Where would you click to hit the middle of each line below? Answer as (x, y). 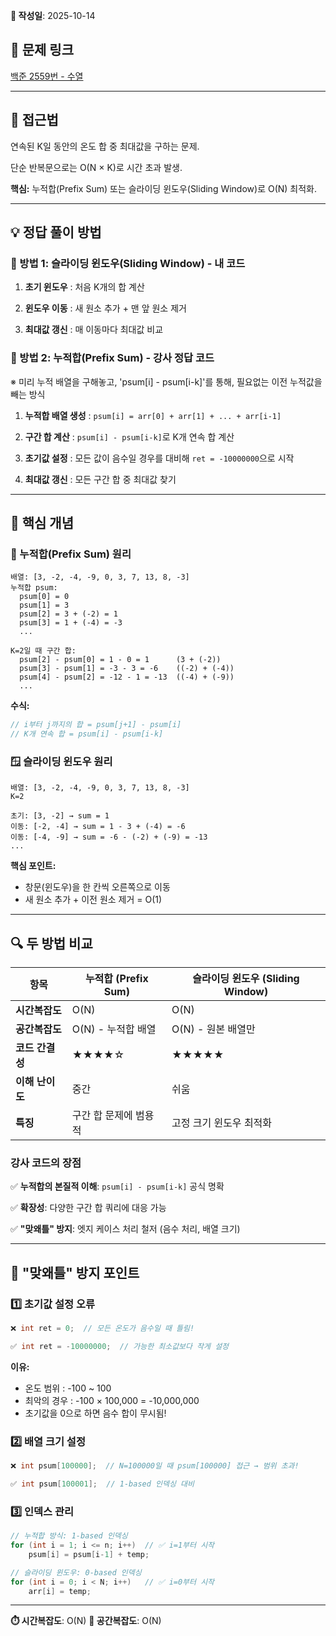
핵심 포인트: (33, 866)
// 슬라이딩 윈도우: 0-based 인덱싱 (76, 1572)
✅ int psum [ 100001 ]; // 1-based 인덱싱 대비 (102, 1484)
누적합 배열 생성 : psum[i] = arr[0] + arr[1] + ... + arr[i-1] (153, 415)
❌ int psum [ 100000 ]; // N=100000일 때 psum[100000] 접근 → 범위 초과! (155, 1466)
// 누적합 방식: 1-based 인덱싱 (69, 1536)
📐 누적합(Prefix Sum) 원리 (71, 554)
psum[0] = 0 (44, 597)
